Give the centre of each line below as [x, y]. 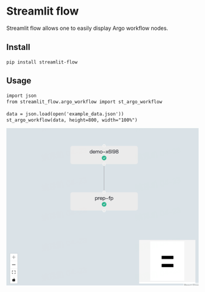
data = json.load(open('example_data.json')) [65, 114]
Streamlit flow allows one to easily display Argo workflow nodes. [87, 28]
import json [21, 96]
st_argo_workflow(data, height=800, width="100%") [72, 120]
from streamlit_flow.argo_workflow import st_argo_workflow [85, 102]
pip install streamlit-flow [42, 62]
